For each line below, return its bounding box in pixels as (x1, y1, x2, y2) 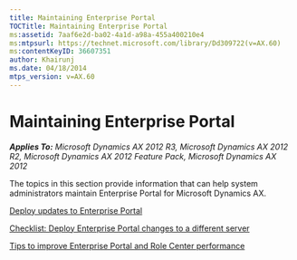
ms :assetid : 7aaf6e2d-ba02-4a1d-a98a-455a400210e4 (9, 30, 205, 39)
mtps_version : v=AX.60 (9, 72, 95, 82)
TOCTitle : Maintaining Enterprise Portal (9, 22, 168, 31)
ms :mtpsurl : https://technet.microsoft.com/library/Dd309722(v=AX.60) (9, 38, 282, 48)
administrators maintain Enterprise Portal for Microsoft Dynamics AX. (9, 188, 267, 198)
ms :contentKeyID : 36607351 (9, 47, 111, 56)
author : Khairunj (9, 55, 75, 64)
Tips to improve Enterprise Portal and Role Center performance (9, 240, 245, 251)
